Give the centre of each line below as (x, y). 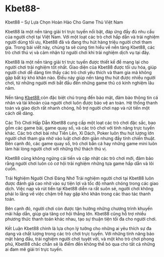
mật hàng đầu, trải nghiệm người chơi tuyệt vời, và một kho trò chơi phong (80, 239)
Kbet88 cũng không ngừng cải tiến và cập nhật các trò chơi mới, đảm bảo (79, 158)
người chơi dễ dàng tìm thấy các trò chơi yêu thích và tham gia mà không (78, 72)
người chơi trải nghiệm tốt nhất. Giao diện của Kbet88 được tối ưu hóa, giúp (81, 67)
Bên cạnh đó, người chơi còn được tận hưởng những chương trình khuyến (79, 208)
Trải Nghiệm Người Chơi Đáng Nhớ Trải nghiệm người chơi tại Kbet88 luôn (80, 178)
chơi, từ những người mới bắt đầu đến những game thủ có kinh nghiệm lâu (80, 83)
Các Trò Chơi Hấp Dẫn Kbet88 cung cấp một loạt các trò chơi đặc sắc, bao (81, 123)
